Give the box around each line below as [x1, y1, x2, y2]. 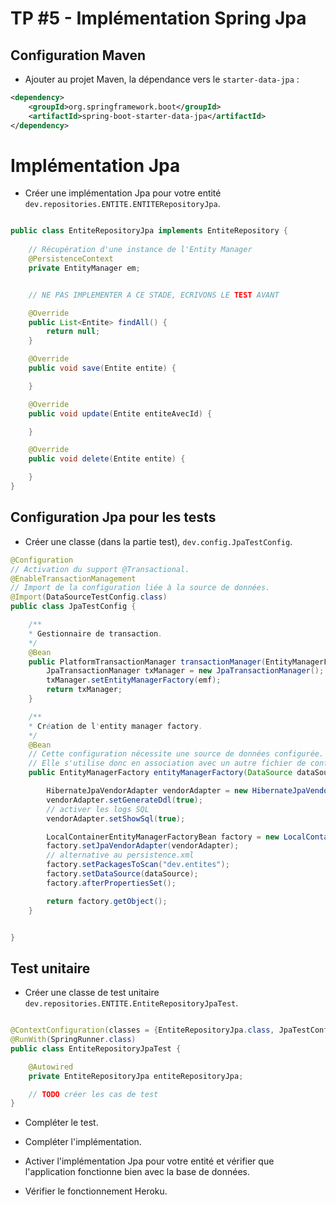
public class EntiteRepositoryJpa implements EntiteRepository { [10, 226, 288, 236]
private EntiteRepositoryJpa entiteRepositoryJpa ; [28, 1071, 244, 1081]
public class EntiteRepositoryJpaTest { [10, 1043, 182, 1054]
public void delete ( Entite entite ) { [28, 454, 186, 464]
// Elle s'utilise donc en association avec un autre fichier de [28, 758, 307, 769]
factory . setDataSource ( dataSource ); [46, 869, 199, 879]
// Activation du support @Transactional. [10, 564, 190, 574]
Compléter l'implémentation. [24, 1136, 142, 1148]
